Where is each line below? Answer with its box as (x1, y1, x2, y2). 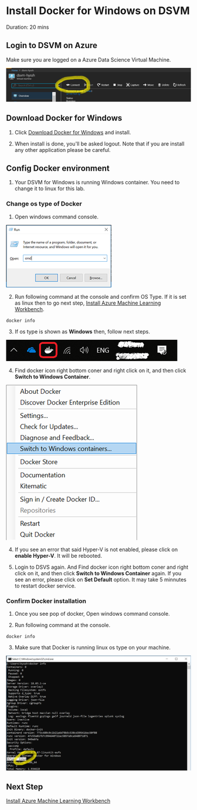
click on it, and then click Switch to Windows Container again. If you (14, 569, 182, 576)
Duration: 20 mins (6, 23, 49, 31)
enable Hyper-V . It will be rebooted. (14, 552, 103, 559)
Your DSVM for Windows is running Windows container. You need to (14, 179, 180, 186)
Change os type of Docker (6, 200, 82, 208)
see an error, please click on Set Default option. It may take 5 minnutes (14, 576, 186, 583)
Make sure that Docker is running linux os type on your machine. (14, 644, 171, 651)
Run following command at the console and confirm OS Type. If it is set (14, 293, 186, 300)
